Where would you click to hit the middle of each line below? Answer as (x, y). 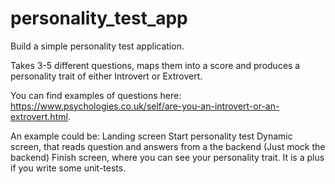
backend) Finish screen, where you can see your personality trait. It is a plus (167, 157)
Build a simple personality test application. (97, 46)
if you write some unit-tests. (68, 168)
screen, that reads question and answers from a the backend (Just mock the (168, 146)
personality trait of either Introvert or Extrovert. (106, 76)
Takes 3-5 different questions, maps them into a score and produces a (155, 65)
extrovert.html (39, 116)
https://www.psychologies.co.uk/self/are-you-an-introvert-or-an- (145, 106)
